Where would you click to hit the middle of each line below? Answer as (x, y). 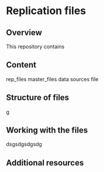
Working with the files (47, 130)
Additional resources (45, 163)
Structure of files (38, 98)
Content (21, 65)
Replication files (46, 11)
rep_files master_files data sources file (52, 79)
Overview (24, 33)
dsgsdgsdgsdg (24, 144)
